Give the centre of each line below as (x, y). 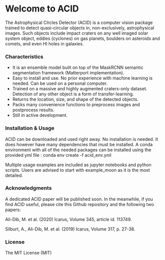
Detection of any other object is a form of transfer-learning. (73, 94)
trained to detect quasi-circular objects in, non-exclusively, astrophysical (80, 27)
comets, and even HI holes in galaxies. (44, 43)
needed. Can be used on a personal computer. (60, 83)
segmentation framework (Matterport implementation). (68, 73)
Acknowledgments (29, 188)
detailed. (14, 175)
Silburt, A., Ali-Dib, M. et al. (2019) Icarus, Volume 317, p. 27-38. (70, 229)
